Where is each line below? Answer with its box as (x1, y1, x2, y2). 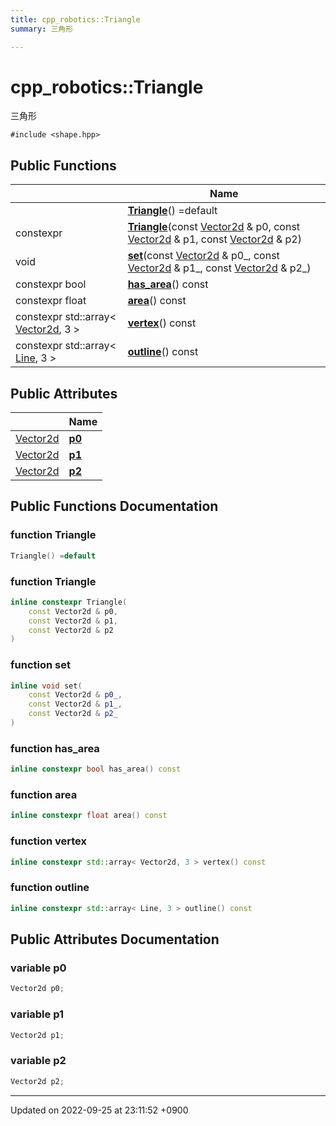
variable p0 (10, 961, 67, 975)
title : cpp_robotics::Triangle (10, 14, 141, 25)
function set (10, 658, 71, 672)
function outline (10, 881, 90, 895)
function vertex (10, 834, 88, 848)
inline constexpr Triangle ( (10, 597, 128, 607)
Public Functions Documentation (10, 498, 219, 515)
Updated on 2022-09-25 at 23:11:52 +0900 (10, 1104, 189, 1116)
